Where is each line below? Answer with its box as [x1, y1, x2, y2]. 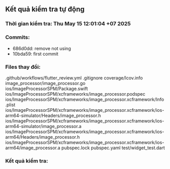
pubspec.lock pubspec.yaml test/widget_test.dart [61, 145, 165, 151]
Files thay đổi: [5, 63, 41, 70]
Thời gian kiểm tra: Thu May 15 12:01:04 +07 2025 [5, 20, 131, 27]
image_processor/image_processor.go [5, 80, 86, 86]
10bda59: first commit [12, 51, 58, 57]
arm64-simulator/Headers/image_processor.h [5, 112, 101, 118]
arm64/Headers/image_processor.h [5, 134, 80, 140]
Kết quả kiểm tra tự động [5, 5, 85, 14]
